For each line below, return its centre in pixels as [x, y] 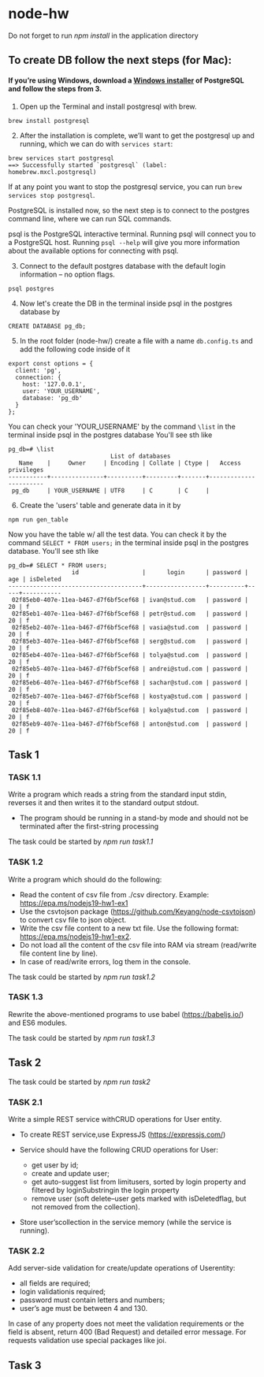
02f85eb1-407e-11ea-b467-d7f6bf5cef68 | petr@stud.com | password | [130, 614]
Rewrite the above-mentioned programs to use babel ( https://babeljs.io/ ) [126, 1014]
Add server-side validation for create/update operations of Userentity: [122, 1268]
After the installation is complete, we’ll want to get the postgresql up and [137, 135]
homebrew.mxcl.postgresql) [52, 172]
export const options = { [50, 363]
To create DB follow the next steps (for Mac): [120, 60]
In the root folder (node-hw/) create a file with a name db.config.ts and [136, 340]
